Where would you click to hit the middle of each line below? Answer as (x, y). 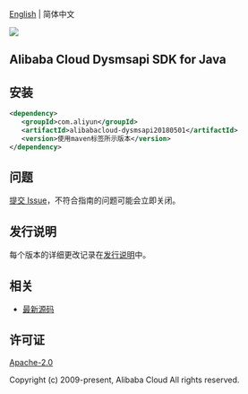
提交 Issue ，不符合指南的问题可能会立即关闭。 (95, 200)
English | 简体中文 (42, 14)
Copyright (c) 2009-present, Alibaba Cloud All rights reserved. (124, 380)
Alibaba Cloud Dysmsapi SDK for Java (118, 60)
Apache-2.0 (31, 362)
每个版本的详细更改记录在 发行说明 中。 (80, 255)
